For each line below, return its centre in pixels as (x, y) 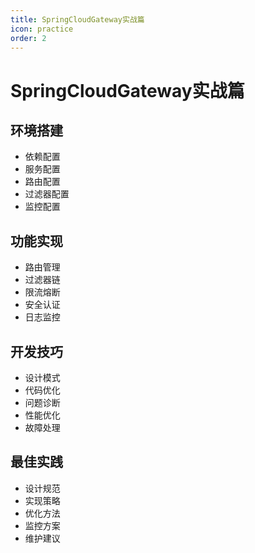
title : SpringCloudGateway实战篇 (77, 19)
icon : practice (42, 29)
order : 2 (28, 38)
